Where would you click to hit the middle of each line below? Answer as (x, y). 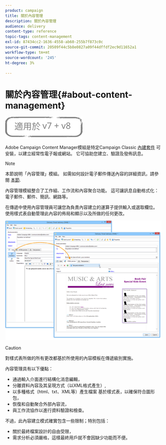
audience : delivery (25, 26)
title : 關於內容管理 (24, 16)
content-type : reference (31, 32)
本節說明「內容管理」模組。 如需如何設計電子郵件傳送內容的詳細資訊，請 (80, 174)
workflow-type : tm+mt (28, 52)
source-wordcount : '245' (31, 58)
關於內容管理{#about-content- (69, 95)
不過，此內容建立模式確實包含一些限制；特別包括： (57, 421)
